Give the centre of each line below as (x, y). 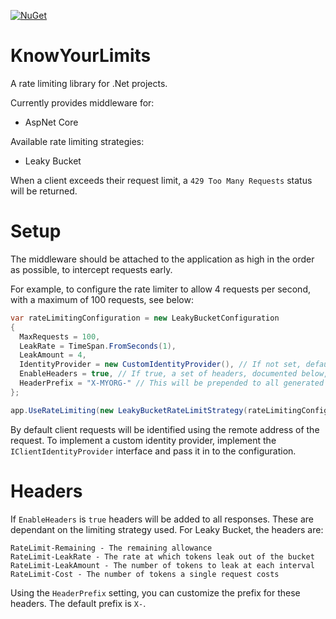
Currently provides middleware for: (82, 102)
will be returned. (44, 191)
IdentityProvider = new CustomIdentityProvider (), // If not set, (160, 365)
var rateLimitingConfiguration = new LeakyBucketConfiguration (145, 318)
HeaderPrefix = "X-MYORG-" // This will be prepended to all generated (172, 383)
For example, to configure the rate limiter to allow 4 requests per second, (160, 289)
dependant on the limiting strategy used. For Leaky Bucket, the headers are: (167, 529)
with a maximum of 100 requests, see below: (102, 299)
